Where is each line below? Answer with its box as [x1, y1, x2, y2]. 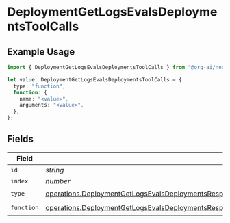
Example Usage [7, 46, 75, 57]
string [45, 165, 64, 174]
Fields [7, 133, 34, 145]
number [45, 176, 71, 185]
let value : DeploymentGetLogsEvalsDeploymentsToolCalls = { [7, 76, 183, 83]
